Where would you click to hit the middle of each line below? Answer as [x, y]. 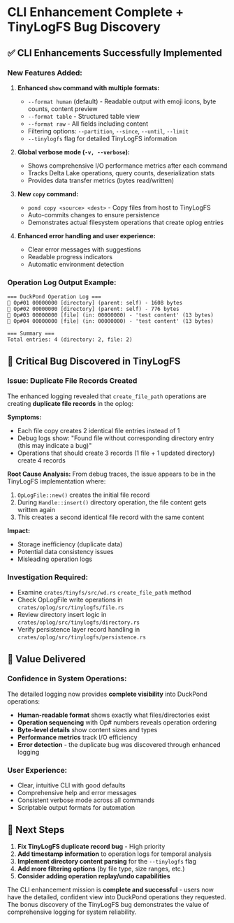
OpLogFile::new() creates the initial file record [83, 495]
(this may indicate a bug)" [54, 445]
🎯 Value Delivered [46, 659]
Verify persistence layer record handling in [79, 630]
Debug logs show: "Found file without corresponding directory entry [116, 438]
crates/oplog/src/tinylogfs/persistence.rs [82, 638]
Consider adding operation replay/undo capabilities [94, 876]
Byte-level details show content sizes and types [87, 729]
